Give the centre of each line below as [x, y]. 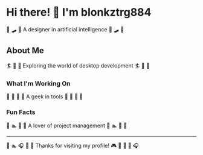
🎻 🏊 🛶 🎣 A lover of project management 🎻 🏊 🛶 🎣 [67, 125]
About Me [25, 51]
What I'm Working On [38, 83]
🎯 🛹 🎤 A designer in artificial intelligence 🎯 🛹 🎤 [65, 29]
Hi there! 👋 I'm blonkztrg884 [79, 12]
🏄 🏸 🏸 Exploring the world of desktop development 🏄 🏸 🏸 [78, 65]
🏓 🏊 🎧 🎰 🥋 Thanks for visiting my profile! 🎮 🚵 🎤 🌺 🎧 [72, 146]
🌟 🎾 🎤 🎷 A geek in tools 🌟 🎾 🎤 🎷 [45, 96]
